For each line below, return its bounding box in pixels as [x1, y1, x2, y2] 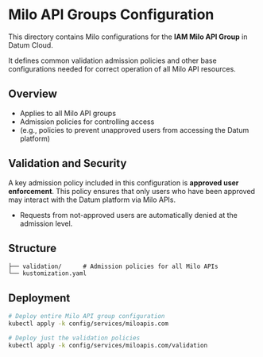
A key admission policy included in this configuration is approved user [8, 177, 239, 188]
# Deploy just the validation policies [8, 334, 141, 342]
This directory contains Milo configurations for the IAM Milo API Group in [8, 32, 248, 41]
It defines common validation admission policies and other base [8, 56, 217, 65]
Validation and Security [8, 157, 127, 170]
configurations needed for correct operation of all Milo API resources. [8, 64, 236, 73]
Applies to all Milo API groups [19, 108, 117, 118]
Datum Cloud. [8, 40, 53, 49]
